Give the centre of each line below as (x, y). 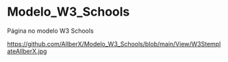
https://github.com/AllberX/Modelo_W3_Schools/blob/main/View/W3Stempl (114, 44)
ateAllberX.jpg (27, 51)
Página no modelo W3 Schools (50, 31)
